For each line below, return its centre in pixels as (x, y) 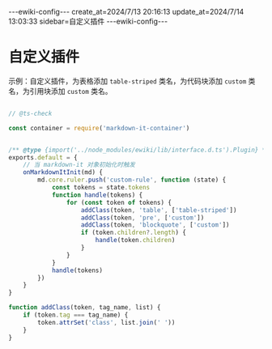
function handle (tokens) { (97, 195)
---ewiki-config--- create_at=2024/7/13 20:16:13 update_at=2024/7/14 (126, 12)
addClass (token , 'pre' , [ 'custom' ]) (142, 218)
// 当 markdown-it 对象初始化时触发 (79, 165)
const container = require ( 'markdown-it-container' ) (99, 128)
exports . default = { (43, 157)
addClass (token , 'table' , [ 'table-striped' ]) (159, 210)
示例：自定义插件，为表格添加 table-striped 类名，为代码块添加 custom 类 (132, 81)
